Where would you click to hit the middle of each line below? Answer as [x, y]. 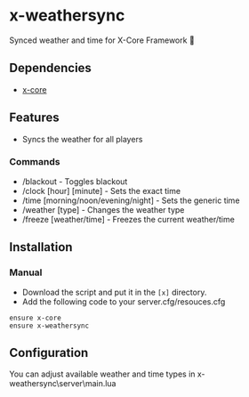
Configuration [49, 352]
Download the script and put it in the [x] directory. [114, 292]
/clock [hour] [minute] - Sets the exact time [101, 190]
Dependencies [50, 68]
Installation [41, 247]
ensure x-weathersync [49, 326]
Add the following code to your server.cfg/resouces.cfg [124, 301]
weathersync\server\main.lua [63, 384]
